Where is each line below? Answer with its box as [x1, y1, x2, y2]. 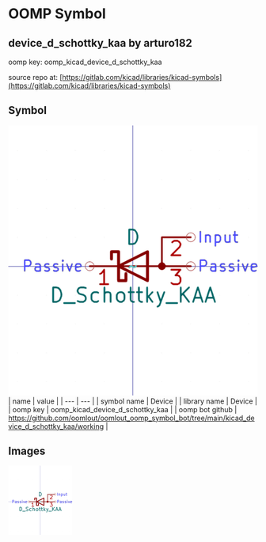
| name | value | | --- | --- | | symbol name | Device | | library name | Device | [8, 396, 257, 406]
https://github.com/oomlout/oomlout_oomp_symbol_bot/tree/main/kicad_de [8, 413, 255, 423]
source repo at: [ [8, 73, 63, 81]
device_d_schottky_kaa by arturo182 [8, 36, 192, 50]
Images [8, 445, 46, 458]
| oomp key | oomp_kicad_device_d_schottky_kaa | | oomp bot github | [8, 404, 237, 414]
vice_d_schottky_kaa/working [8, 421, 104, 431]
